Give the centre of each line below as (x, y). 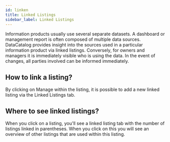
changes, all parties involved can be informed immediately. (67, 61)
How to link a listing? (39, 77)
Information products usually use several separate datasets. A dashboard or (85, 34)
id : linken (17, 10)
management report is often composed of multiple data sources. (73, 39)
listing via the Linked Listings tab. (40, 95)
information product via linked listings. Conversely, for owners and (75, 50)
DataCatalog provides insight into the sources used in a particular (74, 45)
